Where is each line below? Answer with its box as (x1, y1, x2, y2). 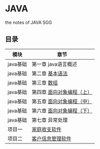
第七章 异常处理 (32, 116, 68, 123)
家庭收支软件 (32, 126, 62, 133)
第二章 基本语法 (32, 70, 68, 77)
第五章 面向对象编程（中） (32, 98, 93, 105)
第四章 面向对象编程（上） (32, 88, 93, 95)
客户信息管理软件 (32, 135, 71, 142)
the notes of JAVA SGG (5, 19, 52, 25)
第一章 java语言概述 (32, 61, 77, 68)
